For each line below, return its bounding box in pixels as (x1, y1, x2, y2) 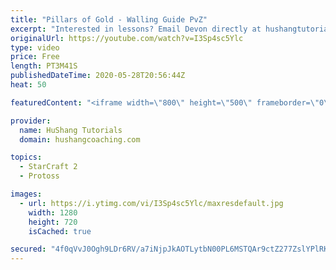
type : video (10, 42, 60, 53)
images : (10, 189, 43, 199)
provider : (10, 116, 52, 126)
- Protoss (19, 171, 60, 181)
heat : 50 (10, 80, 47, 90)
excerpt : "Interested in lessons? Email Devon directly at (10, 24, 262, 34)
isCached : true (28, 226, 92, 236)
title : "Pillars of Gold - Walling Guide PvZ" (10, 14, 208, 25)
